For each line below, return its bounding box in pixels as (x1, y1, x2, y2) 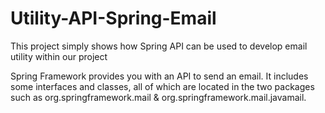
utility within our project (10, 50, 108, 62)
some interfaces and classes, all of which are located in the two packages (10, 80, 315, 92)
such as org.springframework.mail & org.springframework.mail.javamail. (10, 91, 307, 103)
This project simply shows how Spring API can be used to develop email (10, 40, 308, 52)
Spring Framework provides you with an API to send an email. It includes (10, 70, 309, 82)
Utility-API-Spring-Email (10, 7, 217, 30)
